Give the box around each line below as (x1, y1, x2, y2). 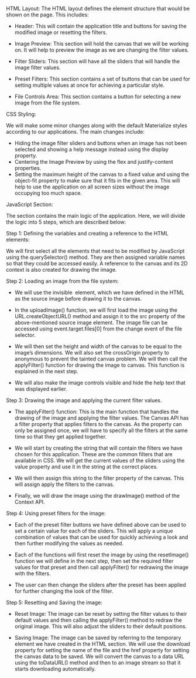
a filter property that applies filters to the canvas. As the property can (14, 421, 183, 427)
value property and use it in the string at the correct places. (14, 463, 158, 470)
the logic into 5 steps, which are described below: (6, 218, 126, 225)
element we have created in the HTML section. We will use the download (14, 640, 190, 647)
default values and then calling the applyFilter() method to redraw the (14, 616, 183, 623)
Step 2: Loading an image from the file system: (6, 278, 119, 284)
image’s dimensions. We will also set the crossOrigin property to (14, 349, 170, 356)
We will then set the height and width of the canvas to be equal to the (14, 343, 183, 350)
